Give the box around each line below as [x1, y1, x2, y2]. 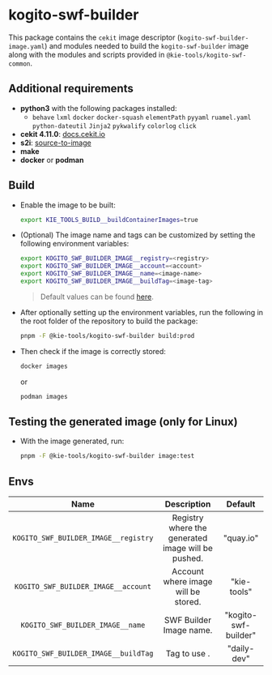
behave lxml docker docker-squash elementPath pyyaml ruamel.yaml [32, 113, 252, 122]
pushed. [172, 553, 204, 564]
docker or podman [19, 155, 84, 164]
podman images [19, 392, 68, 400]
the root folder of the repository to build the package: [19, 316, 198, 326]
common [8, 59, 31, 68]
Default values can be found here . [40, 292, 154, 301]
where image [163, 576, 213, 587]
